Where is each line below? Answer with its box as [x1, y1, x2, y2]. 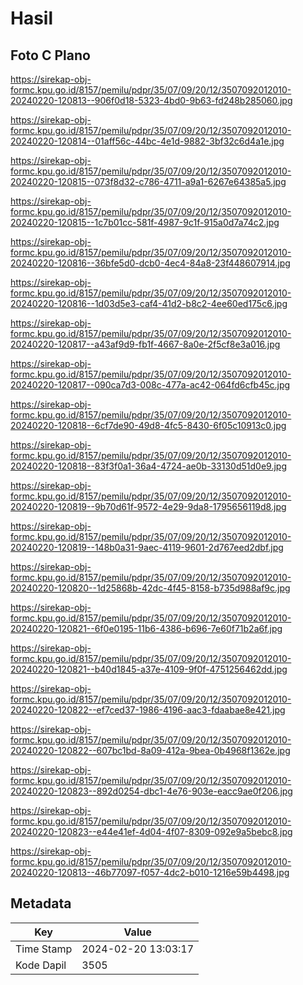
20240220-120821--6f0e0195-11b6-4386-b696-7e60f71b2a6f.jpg [10, 623, 283, 634]
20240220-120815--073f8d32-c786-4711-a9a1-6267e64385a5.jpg [10, 176, 287, 187]
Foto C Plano [10, 47, 91, 64]
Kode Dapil [15, 958, 67, 972]
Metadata [10, 895, 72, 912]
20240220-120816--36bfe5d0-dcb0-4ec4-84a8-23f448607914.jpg [10, 257, 291, 269]
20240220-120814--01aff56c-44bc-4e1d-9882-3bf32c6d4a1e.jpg [10, 135, 285, 147]
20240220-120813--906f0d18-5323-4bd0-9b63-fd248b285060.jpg [10, 95, 293, 106]
